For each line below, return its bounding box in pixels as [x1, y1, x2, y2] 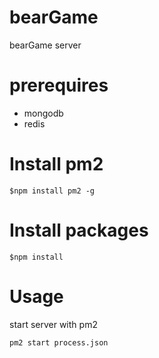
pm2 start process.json [9, 337, 109, 348]
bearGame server [9, 39, 82, 51]
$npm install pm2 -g [9, 186, 96, 196]
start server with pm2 [9, 318, 98, 330]
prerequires [9, 74, 109, 97]
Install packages [9, 219, 149, 241]
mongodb [23, 107, 64, 119]
